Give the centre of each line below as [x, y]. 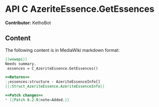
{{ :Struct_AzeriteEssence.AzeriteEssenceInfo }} [55, 87]
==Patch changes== [24, 95]
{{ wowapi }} [16, 59]
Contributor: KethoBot [28, 23]
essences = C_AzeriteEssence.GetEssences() [53, 68]
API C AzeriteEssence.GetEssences [80, 9]
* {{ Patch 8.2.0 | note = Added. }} [37, 100]
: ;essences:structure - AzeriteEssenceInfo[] [53, 82]
